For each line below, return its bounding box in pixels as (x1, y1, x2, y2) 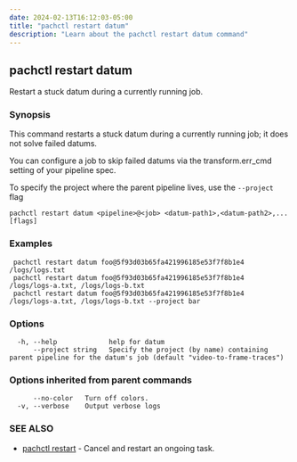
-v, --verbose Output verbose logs (17, 402, 162, 411)
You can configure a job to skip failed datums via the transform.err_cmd (9, 155, 272, 166)
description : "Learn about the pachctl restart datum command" (9, 29, 249, 38)
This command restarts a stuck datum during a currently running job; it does (9, 128, 289, 139)
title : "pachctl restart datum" (9, 21, 129, 30)
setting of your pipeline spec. (9, 165, 116, 176)
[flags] (9, 217, 38, 226)
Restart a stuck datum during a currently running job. (9, 87, 204, 97)
